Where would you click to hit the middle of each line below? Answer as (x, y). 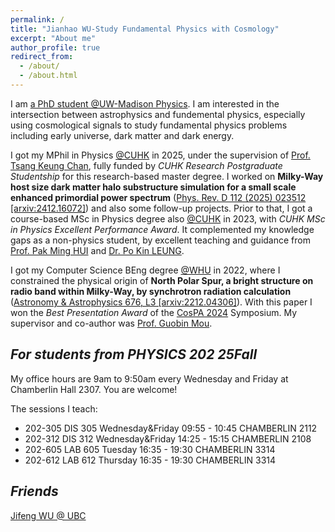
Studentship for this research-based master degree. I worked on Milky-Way (167, 176)
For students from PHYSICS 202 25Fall (134, 354)
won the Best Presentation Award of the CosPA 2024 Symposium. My (154, 312)
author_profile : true (55, 47)
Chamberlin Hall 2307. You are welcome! (94, 389)
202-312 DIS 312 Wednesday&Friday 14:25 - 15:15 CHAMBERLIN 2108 (168, 438)
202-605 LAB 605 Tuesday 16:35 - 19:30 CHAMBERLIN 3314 (150, 449)
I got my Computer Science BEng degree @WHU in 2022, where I (145, 270)
